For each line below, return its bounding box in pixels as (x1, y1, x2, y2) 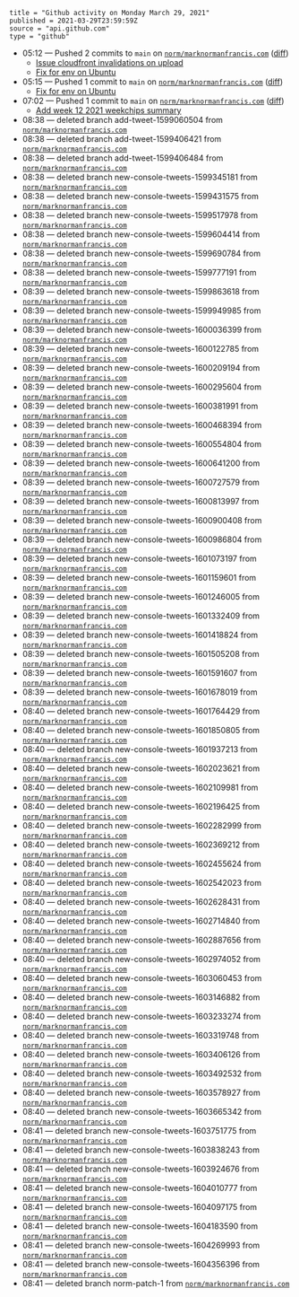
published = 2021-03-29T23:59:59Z (9, 16, 139, 25)
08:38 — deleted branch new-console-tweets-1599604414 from (21, 229, 261, 240)
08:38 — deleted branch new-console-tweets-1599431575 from (21, 191, 260, 201)
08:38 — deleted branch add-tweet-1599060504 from (21, 115, 224, 125)
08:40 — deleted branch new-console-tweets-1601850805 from (21, 725, 261, 735)
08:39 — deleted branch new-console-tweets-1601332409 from (21, 610, 261, 621)
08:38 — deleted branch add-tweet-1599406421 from (21, 134, 222, 144)
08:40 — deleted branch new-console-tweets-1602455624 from (21, 858, 261, 869)
